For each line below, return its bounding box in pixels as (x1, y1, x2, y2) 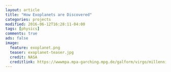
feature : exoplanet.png (10, 45, 60, 50)
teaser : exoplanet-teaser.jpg (10, 50, 74, 55)
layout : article (5, 7, 40, 13)
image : (5, 41, 19, 46)
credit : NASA (10, 54, 38, 60)
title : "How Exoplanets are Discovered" (5, 12, 93, 17)
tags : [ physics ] (5, 26, 40, 31)
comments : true (5, 31, 38, 36)
